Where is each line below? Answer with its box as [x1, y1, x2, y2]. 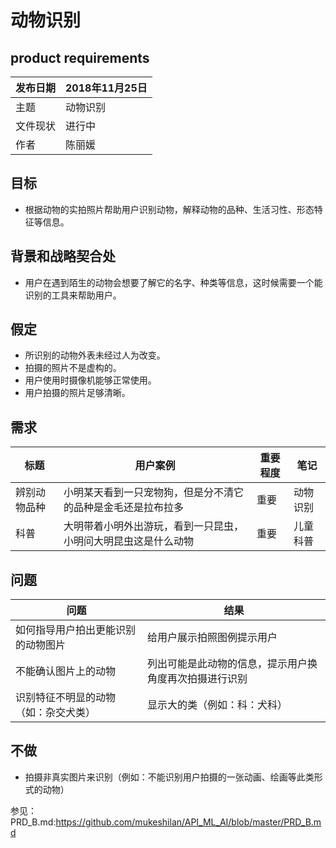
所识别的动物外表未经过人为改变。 [24, 349, 166, 361]
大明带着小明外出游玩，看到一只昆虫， [63, 519, 245, 533]
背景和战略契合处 [10, 248, 116, 265]
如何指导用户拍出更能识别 [15, 623, 137, 637]
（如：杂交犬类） [15, 706, 97, 720]
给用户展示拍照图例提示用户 [147, 631, 278, 645]
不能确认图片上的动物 [15, 664, 117, 678]
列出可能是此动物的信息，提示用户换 [147, 657, 318, 671]
